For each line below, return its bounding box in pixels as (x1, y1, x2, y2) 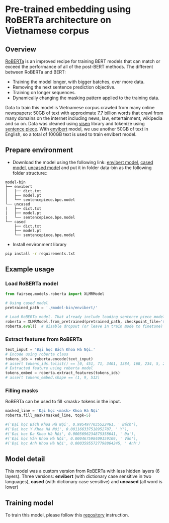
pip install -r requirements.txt (5, 251, 75, 256)
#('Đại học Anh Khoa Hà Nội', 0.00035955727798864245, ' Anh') (5, 440, 141, 446)
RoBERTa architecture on (5, 14, 112, 26)
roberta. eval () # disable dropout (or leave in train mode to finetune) (5, 324, 163, 329)
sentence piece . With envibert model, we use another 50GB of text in (5, 126, 148, 132)
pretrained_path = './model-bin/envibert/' (5, 306, 98, 311)
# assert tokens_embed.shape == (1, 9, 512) (5, 375, 100, 381)
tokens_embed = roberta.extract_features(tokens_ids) (5, 370, 121, 376)
